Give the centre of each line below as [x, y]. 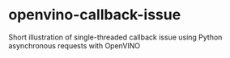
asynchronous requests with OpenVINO [75, 45]
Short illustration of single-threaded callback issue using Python [115, 37]
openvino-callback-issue [95, 15]
